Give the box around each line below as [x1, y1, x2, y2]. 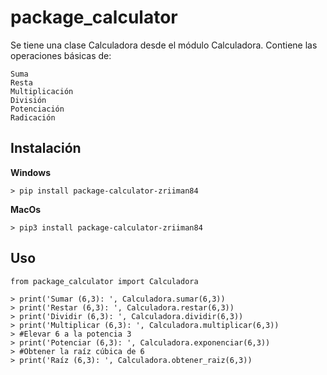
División [10, 95, 47, 105]
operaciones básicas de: [10, 49, 112, 61]
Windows [10, 166, 51, 178]
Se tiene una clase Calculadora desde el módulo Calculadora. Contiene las [10, 39, 318, 51]
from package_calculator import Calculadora [10, 276, 199, 286]
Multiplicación [10, 86, 74, 96]
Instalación [10, 140, 82, 157]
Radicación [10, 112, 56, 123]
